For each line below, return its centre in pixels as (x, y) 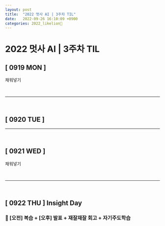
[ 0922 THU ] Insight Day (44, 203)
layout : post (18, 10)
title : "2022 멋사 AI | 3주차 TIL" (41, 14)
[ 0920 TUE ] (25, 119)
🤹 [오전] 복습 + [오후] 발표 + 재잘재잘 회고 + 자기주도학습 (68, 218)
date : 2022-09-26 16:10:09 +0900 (41, 19)
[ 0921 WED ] (25, 151)
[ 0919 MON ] (26, 68)
